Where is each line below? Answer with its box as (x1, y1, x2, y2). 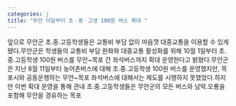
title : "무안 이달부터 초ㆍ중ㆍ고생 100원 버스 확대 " (7, 17, 148, 24)
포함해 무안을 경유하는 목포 (7, 90, 82, 100)
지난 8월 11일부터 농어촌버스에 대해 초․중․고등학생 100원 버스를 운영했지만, (14, 64, 220, 73)
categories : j (7, 10, 50, 18)
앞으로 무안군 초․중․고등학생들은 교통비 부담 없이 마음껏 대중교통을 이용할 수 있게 (7, 37, 230, 46)
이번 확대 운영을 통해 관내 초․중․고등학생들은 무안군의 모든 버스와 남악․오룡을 (14, 82, 225, 90)
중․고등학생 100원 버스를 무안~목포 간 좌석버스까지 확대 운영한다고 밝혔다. (7, 55, 212, 64)
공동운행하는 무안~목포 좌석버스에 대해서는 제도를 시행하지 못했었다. (26, 73, 215, 82)
